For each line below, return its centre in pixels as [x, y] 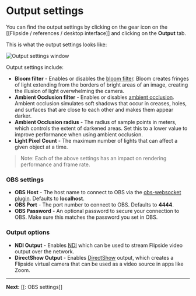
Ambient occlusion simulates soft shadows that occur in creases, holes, [101, 103]
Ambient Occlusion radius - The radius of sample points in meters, [95, 122]
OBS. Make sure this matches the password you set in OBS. [86, 217]
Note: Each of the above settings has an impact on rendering [93, 158]
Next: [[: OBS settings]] [34, 287]
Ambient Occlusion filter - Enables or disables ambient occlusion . [94, 97]
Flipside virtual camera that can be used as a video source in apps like [99, 264]
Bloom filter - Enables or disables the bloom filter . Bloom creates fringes [102, 78]
